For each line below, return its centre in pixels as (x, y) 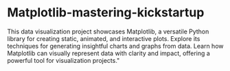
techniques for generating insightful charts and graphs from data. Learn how (115, 46)
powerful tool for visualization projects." (64, 60)
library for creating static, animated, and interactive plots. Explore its (104, 38)
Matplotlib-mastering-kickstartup (106, 13)
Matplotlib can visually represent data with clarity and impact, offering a (109, 53)
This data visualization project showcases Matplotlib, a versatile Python (108, 31)
